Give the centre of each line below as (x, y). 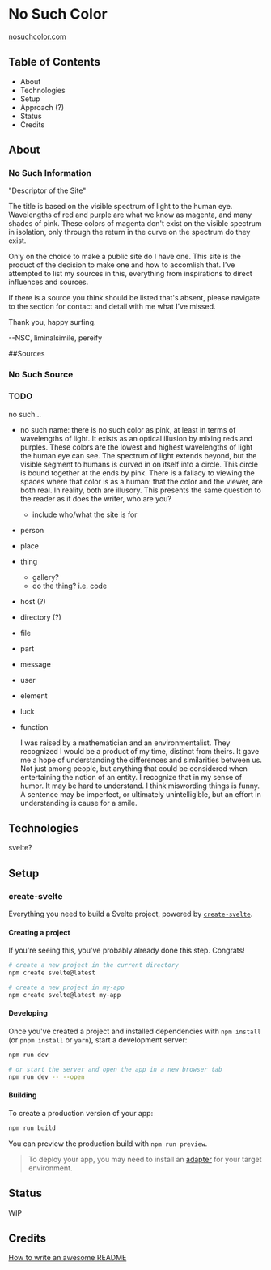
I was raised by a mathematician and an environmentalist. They (125, 743)
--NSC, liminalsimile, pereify (55, 338)
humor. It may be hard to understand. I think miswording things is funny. (140, 786)
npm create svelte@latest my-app (65, 995)
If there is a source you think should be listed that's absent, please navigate (134, 298)
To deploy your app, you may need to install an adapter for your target (145, 1159)
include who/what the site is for (85, 514)
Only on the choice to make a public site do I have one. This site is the (125, 257)
